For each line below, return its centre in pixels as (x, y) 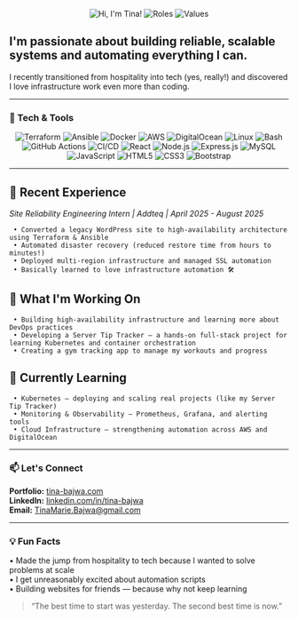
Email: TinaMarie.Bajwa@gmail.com (75, 510)
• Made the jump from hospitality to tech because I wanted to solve (132, 560)
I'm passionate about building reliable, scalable (142, 41)
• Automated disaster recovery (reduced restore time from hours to (142, 245)
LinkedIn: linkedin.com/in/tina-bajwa (76, 500)
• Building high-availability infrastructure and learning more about (146, 320)
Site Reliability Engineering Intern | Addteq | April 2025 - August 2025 (137, 213)
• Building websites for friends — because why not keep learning (128, 589)
